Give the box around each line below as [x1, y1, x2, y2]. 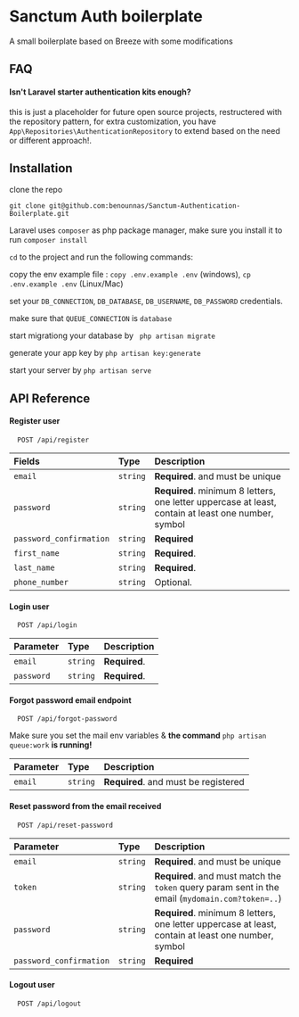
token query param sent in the [154, 881, 280, 893]
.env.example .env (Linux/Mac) [9, 278, 124, 289]
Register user [9, 416, 61, 426]
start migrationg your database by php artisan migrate [9, 330, 216, 341]
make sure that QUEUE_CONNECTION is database [9, 313, 173, 324]
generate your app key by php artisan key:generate [9, 348, 202, 359]
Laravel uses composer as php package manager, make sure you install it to [9, 225, 283, 236]
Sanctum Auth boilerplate [9, 6, 203, 27]
